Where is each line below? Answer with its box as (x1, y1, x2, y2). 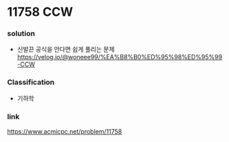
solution (7, 29, 36, 39)
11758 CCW (7, 4, 74, 20)
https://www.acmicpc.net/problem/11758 (7, 128, 122, 136)
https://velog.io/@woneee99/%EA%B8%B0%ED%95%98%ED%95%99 (17, 53, 222, 61)
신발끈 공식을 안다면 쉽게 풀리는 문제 (17, 45, 115, 54)
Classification (7, 77, 55, 87)
